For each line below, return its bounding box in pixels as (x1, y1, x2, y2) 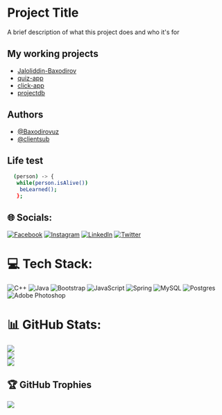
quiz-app (17, 74, 44, 82)
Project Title (7, 5, 79, 21)
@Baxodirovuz (17, 127, 60, 136)
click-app (17, 81, 45, 90)
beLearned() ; (19, 186, 58, 193)
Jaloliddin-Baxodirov (17, 66, 77, 74)
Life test (7, 154, 44, 166)
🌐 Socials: (7, 212, 53, 224)
